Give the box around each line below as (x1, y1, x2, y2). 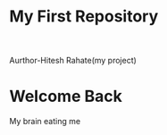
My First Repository (9, 6, 159, 27)
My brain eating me (9, 115, 81, 126)
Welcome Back (9, 87, 122, 106)
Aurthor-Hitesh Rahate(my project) (9, 55, 137, 65)
